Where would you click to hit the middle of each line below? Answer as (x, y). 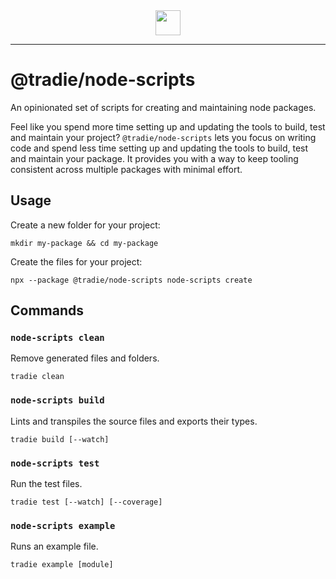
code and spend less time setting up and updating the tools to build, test (159, 148)
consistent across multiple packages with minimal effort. (126, 169)
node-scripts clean (57, 338)
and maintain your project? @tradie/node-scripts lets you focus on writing (163, 137)
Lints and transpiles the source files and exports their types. (134, 421)
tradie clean (37, 377)
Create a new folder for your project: (85, 225)
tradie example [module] (62, 565)
